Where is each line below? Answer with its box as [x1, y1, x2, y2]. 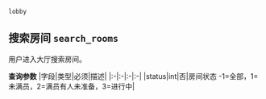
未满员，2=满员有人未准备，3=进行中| [8, 81, 135, 91]
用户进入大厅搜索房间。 [8, 54, 86, 64]
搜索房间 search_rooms [8, 31, 118, 45]
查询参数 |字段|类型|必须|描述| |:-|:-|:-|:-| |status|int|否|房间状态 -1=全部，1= [8, 71, 259, 80]
